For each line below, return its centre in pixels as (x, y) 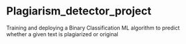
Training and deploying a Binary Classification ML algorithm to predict (93, 28)
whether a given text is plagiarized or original (63, 34)
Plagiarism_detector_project (79, 11)
